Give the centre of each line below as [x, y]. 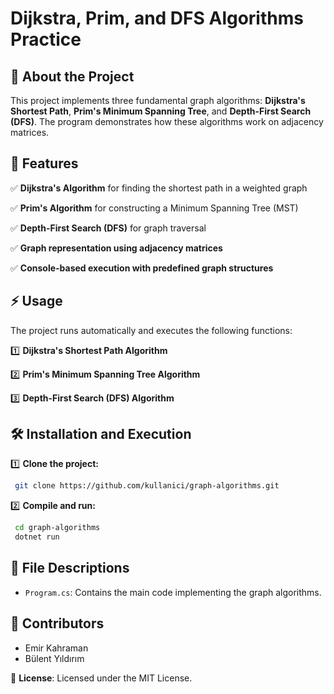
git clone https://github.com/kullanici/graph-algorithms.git [147, 486]
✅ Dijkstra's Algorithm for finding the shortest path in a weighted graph [159, 188]
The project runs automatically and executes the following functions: [151, 330]
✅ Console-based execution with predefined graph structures [142, 268]
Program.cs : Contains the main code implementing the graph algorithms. [173, 592]
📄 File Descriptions [70, 568]
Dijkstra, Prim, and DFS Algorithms [157, 18]
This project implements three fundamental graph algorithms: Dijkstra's [158, 100]
